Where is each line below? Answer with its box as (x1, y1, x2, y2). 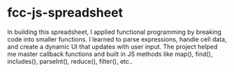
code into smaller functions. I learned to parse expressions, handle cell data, (7, 35, 227, 43)
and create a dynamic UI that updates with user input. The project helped (7, 42, 218, 51)
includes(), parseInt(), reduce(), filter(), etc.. (7, 57, 133, 65)
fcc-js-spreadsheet (7, 5, 124, 21)
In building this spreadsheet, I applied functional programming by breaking (7, 28, 222, 36)
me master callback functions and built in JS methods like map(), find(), (7, 50, 213, 58)
